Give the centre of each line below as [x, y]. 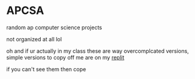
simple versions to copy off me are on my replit [66, 57]
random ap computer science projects [54, 27]
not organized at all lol [34, 39]
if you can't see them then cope [46, 69]
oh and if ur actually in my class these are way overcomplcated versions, [97, 51]
